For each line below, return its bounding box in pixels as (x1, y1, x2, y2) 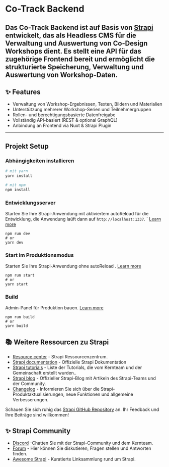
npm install (5, 187, 30, 192)
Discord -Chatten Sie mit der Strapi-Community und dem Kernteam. (12, 440, 153, 446)
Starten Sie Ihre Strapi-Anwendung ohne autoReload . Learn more (5, 263, 142, 269)
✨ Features (5, 87, 41, 96)
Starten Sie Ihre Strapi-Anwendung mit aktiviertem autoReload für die (5, 210, 149, 216)
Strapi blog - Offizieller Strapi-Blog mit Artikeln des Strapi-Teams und (12, 375, 156, 382)
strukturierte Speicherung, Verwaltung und (5, 63, 144, 71)
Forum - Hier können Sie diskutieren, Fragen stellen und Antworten (12, 445, 152, 451)
